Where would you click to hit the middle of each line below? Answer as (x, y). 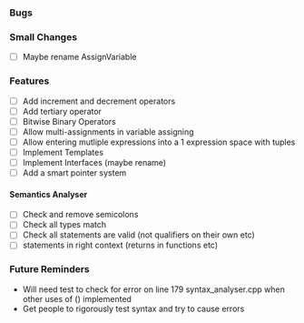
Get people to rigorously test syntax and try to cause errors (133, 308)
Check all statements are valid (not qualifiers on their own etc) (139, 235)
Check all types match (64, 225)
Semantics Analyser (49, 194)
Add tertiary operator (62, 111)
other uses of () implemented (77, 298)
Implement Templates (63, 152)
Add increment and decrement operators (99, 101)
